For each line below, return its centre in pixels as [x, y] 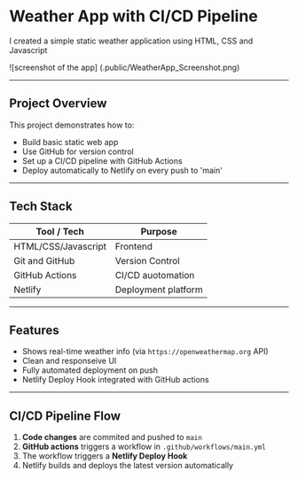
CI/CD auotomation [155, 274]
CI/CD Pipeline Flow [65, 416]
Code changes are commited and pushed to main [112, 437]
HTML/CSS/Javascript [60, 246]
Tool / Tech [60, 231]
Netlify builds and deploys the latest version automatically [127, 466]
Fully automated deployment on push [90, 370]
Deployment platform [159, 290]
